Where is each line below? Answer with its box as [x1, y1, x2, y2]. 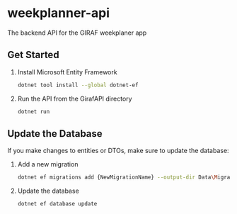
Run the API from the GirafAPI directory [17, 94, 132, 103]
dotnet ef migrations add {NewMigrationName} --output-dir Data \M [17, 174, 218, 181]
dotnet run [17, 108, 50, 115]
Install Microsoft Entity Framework [17, 67, 118, 76]
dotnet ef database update [17, 201, 98, 208]
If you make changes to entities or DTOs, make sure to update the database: [7, 147, 229, 155]
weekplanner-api [7, 5, 110, 21]
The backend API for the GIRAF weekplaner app [7, 28, 147, 37]
